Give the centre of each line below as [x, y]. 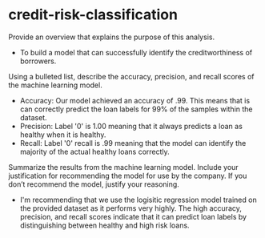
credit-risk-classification [93, 15]
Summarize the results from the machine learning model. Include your [123, 167]
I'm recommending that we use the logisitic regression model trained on [139, 200]
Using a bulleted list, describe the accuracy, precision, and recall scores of [131, 76]
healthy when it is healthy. [63, 135]
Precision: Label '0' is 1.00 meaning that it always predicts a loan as [131, 126]
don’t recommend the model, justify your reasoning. [94, 184]
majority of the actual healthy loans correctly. [94, 151]
